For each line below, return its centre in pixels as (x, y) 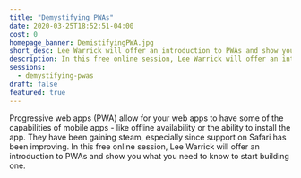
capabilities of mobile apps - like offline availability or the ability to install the (150, 127)
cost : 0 (24, 34)
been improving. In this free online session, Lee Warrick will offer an (134, 146)
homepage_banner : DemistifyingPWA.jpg (82, 42)
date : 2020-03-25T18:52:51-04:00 (72, 26)
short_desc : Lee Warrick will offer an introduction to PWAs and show (144, 51)
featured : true (38, 92)
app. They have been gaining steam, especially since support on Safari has (148, 137)
